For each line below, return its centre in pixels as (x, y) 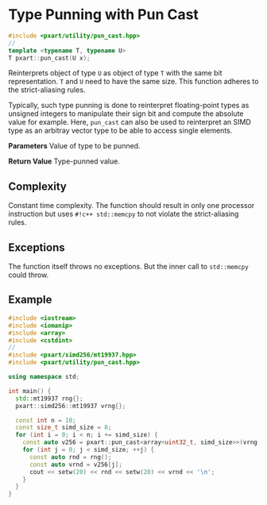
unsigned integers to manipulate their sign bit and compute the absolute (126, 114)
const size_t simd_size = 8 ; (64, 428)
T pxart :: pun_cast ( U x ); (49, 58)
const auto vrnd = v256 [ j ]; (76, 465)
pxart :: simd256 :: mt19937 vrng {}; (71, 406)
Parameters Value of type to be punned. (74, 146)
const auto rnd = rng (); (70, 457)
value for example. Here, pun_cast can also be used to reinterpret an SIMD (130, 122)
